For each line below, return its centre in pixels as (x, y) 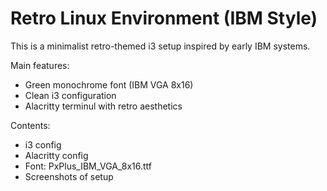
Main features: (40, 65)
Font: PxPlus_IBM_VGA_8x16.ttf (88, 166)
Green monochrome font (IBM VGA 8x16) (109, 84)
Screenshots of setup (69, 176)
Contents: (30, 125)
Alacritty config (56, 155)
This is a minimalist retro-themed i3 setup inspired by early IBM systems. (160, 46)
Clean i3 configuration (70, 95)
